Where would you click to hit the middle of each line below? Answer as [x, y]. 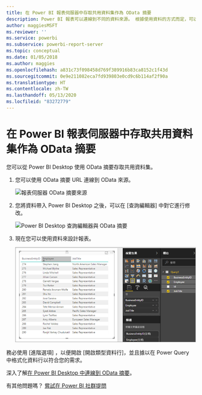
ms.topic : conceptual [33, 51]
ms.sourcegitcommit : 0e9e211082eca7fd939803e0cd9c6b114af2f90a [87, 76]
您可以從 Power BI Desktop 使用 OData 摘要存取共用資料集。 [81, 167]
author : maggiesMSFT [32, 25]
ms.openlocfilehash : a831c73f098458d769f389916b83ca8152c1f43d [87, 70]
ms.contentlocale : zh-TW [37, 89]
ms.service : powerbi [32, 38]
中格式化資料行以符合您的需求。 [46, 360]
